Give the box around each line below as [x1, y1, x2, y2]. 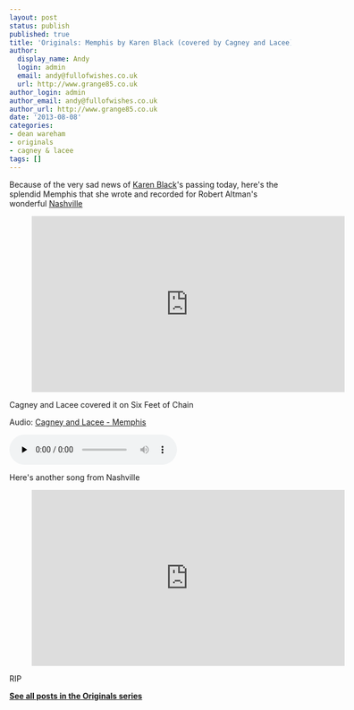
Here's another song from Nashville [9, 471, 140, 483]
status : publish [9, 21, 70, 30]
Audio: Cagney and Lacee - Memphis [9, 417, 147, 427]
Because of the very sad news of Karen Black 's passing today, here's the [9, 179, 279, 190]
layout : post [9, 13, 58, 22]
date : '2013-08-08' [9, 113, 82, 122]
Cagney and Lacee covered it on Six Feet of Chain [9, 399, 194, 410]
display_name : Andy [17, 55, 90, 63]
